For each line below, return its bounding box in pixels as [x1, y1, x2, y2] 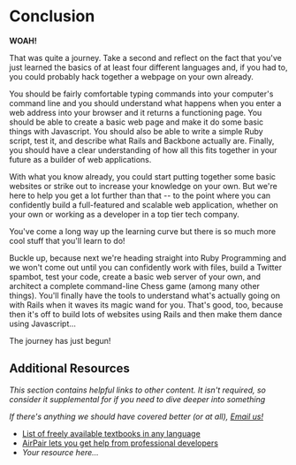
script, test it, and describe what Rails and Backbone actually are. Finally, [9, 135, 275, 146]
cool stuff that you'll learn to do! [9, 235, 125, 246]
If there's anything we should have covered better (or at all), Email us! [9, 411, 263, 422]
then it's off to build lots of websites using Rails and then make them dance [9, 309, 283, 319]
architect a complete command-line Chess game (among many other [9, 280, 261, 291]
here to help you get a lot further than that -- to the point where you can [9, 190, 271, 201]
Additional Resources [9, 361, 130, 377]
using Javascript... [9, 318, 77, 329]
